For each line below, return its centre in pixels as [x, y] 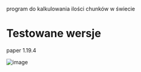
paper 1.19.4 [21, 50]
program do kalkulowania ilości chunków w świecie [71, 9]
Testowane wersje [54, 34]
